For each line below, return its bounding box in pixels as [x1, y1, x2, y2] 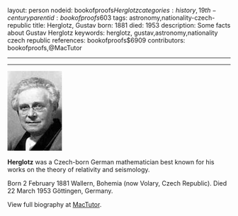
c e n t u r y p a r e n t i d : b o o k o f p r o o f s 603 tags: [7, 13, 128, 22]
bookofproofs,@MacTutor [7, 44, 83, 52]
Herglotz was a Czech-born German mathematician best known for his [7, 158, 215, 166]
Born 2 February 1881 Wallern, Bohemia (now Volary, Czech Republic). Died [7, 179, 227, 187]
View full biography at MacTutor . [7, 200, 102, 208]
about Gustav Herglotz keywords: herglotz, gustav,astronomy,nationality [7, 28, 218, 37]
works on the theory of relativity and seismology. [7, 166, 150, 174]
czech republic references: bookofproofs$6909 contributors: [7, 36, 186, 45]
